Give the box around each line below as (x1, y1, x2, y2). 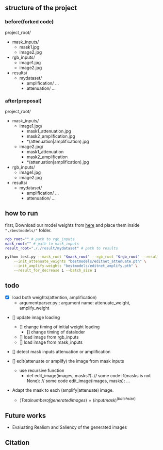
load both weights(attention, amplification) (12, 294, 97, 300)
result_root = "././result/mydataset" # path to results (5, 246, 118, 250)
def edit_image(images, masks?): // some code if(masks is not (26, 372, 151, 378)
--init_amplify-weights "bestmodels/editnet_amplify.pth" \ (14, 264, 138, 268)
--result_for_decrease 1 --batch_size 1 (14, 268, 97, 273)
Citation (5, 438, 30, 447)
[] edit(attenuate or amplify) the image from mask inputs (12, 358, 125, 364)
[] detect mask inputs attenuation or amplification (12, 349, 111, 354)
